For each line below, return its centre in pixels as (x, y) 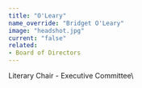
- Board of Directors (45, 53)
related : (23, 46)
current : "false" (38, 38)
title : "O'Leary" (38, 16)
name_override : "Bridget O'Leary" (67, 23)
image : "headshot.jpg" (46, 30)
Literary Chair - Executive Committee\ (71, 76)
